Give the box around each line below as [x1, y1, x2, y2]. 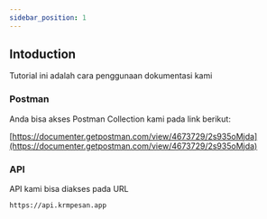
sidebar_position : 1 [9, 13, 87, 23]
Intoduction [9, 47, 77, 62]
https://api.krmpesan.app [9, 201, 106, 210]
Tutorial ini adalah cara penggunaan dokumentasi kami [9, 70, 213, 81]
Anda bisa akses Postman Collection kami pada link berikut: [9, 114, 232, 124]
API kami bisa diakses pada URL [9, 184, 129, 195]
